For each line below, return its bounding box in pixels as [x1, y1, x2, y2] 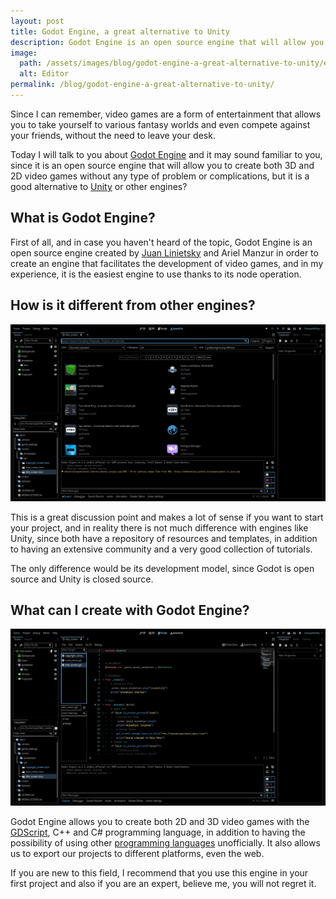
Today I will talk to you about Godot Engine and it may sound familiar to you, [10, 148, 323, 160]
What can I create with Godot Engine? [10, 601, 250, 619]
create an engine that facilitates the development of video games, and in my [10, 257, 324, 269]
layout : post [10, 16, 65, 26]
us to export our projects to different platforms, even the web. [10, 848, 265, 860]
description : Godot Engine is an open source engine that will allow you [10, 37, 325, 47]
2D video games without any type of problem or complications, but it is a [10, 170, 310, 182]
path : [19, 58, 43, 69]
